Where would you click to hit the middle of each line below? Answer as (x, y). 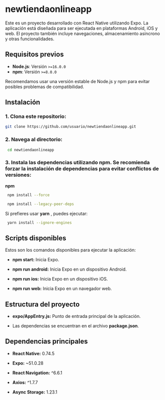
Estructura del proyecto (43, 304)
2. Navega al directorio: (34, 139)
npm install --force (28, 195)
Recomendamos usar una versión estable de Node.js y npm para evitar (78, 81)
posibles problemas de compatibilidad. (45, 87)
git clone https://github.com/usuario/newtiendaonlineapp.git (71, 127)
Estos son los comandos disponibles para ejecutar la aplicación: (71, 250)
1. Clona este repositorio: (36, 116)
